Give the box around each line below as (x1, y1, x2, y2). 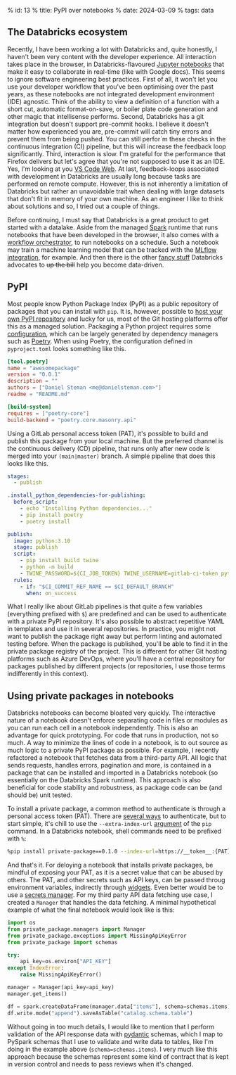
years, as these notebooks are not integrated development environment (7, 89, 215, 98)
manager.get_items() (7, 990, 68, 998)
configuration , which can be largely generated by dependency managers (7, 329, 218, 338)
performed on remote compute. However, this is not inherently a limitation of (7, 179, 228, 188)
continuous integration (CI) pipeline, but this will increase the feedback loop (7, 142, 227, 151)
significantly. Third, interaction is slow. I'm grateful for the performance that (7, 149, 226, 158)
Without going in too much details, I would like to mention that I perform (7, 1022, 215, 1031)
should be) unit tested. (7, 791, 72, 799)
